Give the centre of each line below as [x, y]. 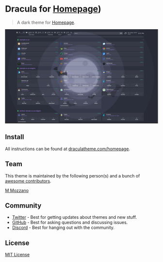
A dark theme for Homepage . [46, 22]
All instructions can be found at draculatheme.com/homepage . [67, 149]
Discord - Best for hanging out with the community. [63, 227]
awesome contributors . [28, 181]
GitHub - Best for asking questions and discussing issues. [70, 223]
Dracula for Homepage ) [53, 9]
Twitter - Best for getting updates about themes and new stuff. [74, 217]
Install [15, 137]
